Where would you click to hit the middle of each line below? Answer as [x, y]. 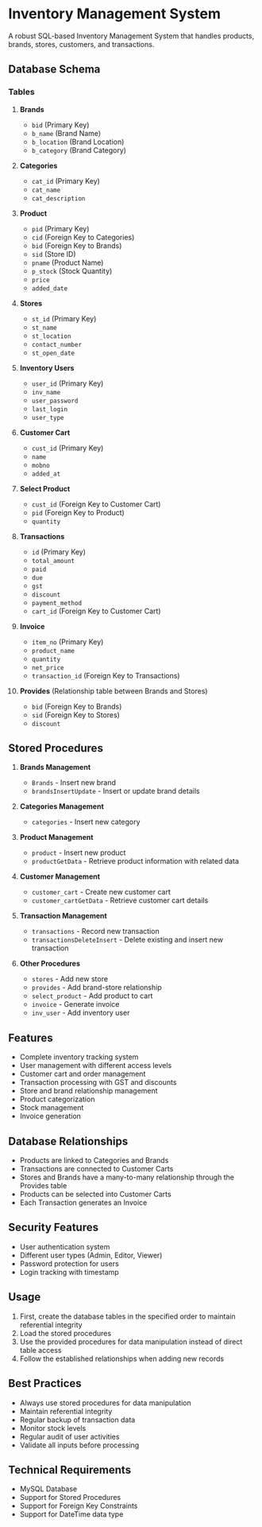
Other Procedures [50, 964]
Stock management [52, 1108]
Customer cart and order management [83, 1074]
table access [40, 1350]
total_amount [53, 561]
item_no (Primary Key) [67, 642]
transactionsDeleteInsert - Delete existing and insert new [127, 940]
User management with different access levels [96, 1066]
